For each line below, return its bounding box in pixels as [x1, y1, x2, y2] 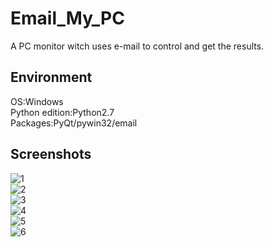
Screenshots [10, 146, 92, 163]
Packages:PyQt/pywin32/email [10, 117, 138, 129]
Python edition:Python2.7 [10, 106, 115, 118]
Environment [10, 69, 93, 86]
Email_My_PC [10, 7, 125, 30]
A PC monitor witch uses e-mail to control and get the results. [10, 40, 265, 52]
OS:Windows [10, 95, 64, 107]
